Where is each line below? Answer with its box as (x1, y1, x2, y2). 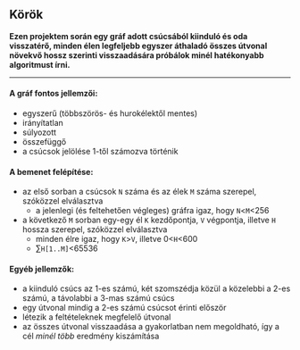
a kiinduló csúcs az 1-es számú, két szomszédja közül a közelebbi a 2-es (21, 283, 291, 294)
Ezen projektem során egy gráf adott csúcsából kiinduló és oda (9, 30, 248, 41)
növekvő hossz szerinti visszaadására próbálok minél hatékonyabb (9, 49, 265, 61)
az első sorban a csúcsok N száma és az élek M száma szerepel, (21, 187, 257, 197)
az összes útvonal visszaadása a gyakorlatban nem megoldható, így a (21, 321, 279, 332)
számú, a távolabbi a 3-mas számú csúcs (21, 293, 175, 304)
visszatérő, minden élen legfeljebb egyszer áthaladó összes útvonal (9, 40, 268, 51)
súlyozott (21, 127, 56, 137)
